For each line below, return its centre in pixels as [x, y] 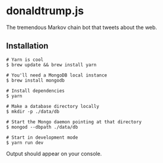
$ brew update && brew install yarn [51, 65]
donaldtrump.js [45, 11]
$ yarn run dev [25, 143]
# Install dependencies [36, 91]
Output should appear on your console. [54, 154]
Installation [27, 46]
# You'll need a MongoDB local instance [57, 75]
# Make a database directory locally [53, 106]
